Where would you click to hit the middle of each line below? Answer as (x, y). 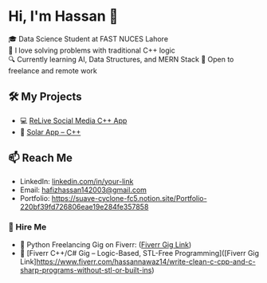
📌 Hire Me (27, 227)
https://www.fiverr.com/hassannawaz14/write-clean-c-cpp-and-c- (146, 261)
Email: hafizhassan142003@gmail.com (83, 190)
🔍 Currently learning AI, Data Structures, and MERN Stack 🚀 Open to (121, 59)
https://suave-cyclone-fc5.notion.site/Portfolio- (129, 198)
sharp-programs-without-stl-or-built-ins (86, 269)
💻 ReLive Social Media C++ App (73, 120)
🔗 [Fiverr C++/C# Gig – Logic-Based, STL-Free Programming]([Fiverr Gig (139, 253)
